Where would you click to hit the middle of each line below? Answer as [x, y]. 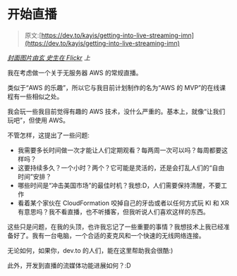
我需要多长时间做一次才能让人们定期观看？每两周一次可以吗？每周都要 [120, 150]
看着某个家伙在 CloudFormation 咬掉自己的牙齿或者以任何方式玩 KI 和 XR [123, 203]
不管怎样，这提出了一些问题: [49, 135]
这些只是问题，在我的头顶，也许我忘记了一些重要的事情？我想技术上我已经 [115, 227]
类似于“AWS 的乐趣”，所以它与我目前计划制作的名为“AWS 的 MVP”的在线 [114, 87]
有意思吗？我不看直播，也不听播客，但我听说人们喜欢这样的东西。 [113, 211]
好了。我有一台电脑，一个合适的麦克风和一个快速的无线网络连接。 [109, 235]
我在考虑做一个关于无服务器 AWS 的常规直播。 [75, 73]
